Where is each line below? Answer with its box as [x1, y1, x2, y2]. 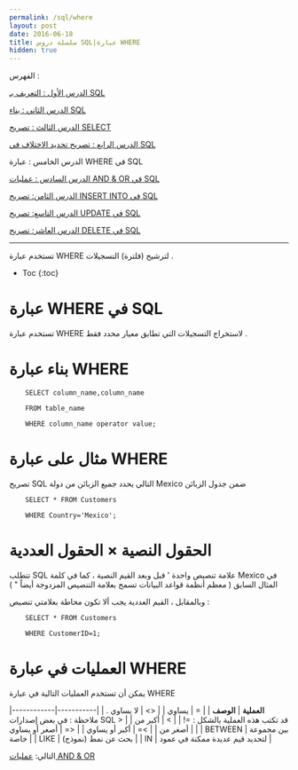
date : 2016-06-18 [9, 29, 74, 38]
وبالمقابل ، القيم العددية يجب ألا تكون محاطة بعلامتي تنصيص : [9, 596, 210, 607]
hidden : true [9, 46, 58, 55]
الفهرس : [9, 70, 40, 81]
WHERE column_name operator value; [25, 420, 157, 428]
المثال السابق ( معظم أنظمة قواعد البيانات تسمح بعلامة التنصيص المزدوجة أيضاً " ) [9, 578, 278, 590]
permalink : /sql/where [9, 12, 93, 22]
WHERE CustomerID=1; [25, 629, 101, 638]
